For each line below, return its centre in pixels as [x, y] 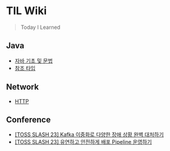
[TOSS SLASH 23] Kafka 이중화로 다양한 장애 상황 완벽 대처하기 [89, 134]
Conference [29, 119]
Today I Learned [40, 27]
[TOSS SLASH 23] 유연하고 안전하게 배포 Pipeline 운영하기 [83, 142]
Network [23, 87]
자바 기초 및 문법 [34, 61]
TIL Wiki [27, 11]
